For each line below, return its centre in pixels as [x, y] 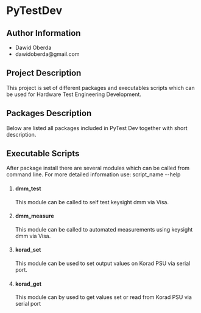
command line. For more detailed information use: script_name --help [93, 174]
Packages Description [49, 113]
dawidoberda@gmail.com [47, 54]
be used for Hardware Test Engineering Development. [74, 94]
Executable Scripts [43, 153]
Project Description [44, 73]
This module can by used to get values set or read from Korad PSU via [103, 297]
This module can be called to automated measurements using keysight [104, 229]
